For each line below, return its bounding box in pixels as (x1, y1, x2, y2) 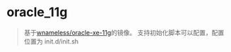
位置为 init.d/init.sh (23, 37, 79, 46)
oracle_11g (6, 4, 68, 20)
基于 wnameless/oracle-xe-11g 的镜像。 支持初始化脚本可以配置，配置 (23, 28, 225, 37)
